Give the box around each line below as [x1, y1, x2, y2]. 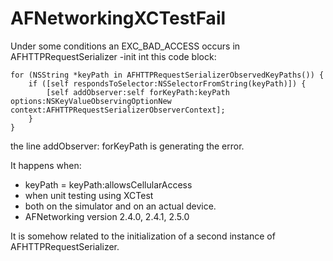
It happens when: [10, 159, 82, 171]
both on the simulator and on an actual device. [24, 200, 217, 212]
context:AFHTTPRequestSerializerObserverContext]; [10, 105, 226, 115]
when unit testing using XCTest [24, 189, 154, 201]
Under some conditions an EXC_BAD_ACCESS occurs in [10, 40, 241, 52]
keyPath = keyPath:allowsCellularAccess [24, 178, 193, 191]
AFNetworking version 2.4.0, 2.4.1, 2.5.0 [24, 210, 190, 222]
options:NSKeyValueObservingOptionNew [10, 96, 172, 106]
